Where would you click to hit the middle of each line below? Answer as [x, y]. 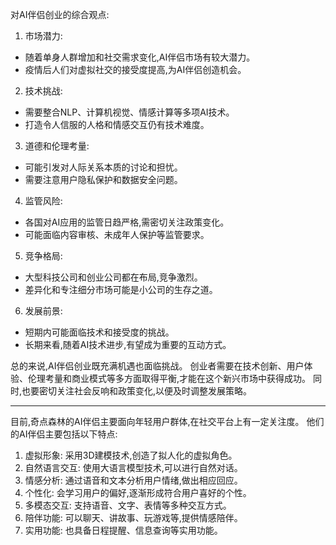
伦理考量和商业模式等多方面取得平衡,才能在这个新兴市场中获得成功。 [169, 378]
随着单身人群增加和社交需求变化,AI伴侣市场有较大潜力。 [140, 57]
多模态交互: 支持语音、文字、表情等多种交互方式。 [128, 505]
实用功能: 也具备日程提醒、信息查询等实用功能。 [123, 530]
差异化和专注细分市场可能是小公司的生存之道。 [121, 289]
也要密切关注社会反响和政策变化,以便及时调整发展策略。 [137, 391]
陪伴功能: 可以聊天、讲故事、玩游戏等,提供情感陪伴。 [133, 517]
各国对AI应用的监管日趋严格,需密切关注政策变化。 [127, 222]
